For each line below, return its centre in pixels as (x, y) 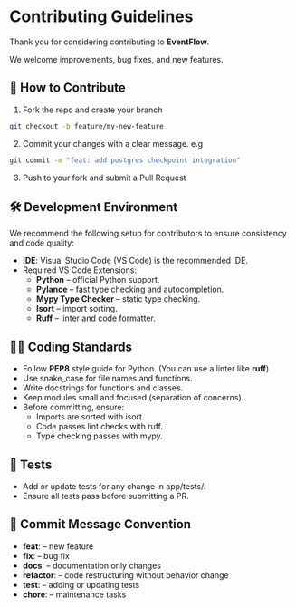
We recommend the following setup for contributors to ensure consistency (148, 234)
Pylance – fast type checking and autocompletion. (130, 289)
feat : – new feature (58, 546)
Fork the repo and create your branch (92, 110)
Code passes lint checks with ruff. (99, 427)
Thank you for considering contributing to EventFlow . (110, 42)
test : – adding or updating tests (81, 584)
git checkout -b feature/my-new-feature (87, 126)
